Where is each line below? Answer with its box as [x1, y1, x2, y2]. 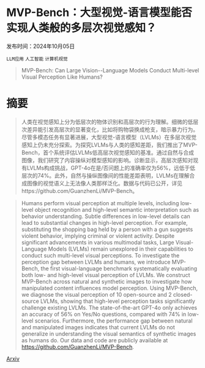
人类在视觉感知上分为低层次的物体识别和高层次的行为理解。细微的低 [21, 118, 193, 125]
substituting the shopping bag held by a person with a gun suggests [21, 225, 193, 233]
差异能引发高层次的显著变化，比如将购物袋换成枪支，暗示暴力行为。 [26, 125, 199, 133]
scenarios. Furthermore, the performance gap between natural [34, 317, 193, 324]
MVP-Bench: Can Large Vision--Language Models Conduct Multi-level [21, 66, 199, 74]
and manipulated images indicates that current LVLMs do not [21, 323, 176, 331]
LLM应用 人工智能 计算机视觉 [6, 56, 69, 62]
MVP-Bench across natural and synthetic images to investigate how [21, 278, 193, 285]
